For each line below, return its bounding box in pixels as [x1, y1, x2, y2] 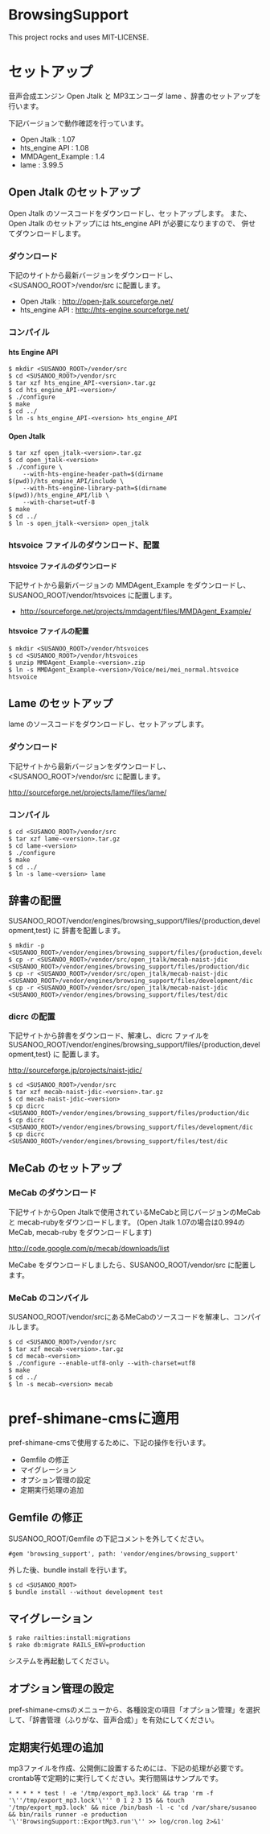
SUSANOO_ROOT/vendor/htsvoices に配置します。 [8, 590, 177, 601]
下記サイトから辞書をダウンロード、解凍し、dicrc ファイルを [8, 1031, 211, 1040]
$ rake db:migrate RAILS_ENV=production [8, 1641, 146, 1649]
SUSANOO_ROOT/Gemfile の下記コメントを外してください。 [8, 1534, 209, 1543]
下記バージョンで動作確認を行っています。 [8, 118, 149, 128]
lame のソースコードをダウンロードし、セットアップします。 [8, 719, 209, 729]
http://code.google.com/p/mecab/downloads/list [8, 1243, 170, 1253]
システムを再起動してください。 [8, 1656, 114, 1666]
